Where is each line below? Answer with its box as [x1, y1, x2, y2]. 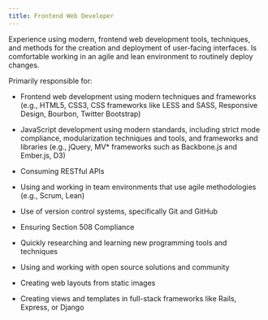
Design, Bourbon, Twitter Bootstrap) [19, 109, 141, 119]
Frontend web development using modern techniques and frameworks [19, 91, 257, 102]
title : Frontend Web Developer [8, 11, 115, 20]
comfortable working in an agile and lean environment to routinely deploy [8, 51, 253, 61]
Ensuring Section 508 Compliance [19, 222, 135, 231]
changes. [8, 60, 40, 70]
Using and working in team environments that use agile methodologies [19, 182, 257, 192]
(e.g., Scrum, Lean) [19, 190, 85, 200]
